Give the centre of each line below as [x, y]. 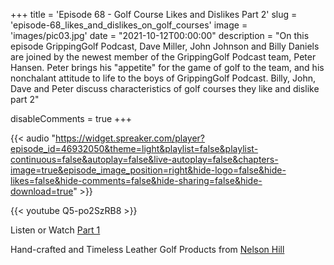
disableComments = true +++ [71, 118]
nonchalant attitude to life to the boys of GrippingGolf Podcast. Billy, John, [163, 78]
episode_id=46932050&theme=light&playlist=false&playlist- [134, 148]
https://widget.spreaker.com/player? [130, 138]
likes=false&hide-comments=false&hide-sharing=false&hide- [136, 180]
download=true [42, 191]
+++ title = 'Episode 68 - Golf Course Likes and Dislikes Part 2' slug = [154, 14]
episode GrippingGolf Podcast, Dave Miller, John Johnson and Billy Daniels [165, 46]
